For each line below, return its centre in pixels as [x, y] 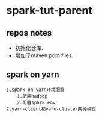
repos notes [29, 33]
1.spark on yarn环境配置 [35, 90]
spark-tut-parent [49, 11]
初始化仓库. [29, 48]
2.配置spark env [36, 102]
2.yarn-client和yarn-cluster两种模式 [51, 109]
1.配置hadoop [32, 96]
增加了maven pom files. [44, 55]
